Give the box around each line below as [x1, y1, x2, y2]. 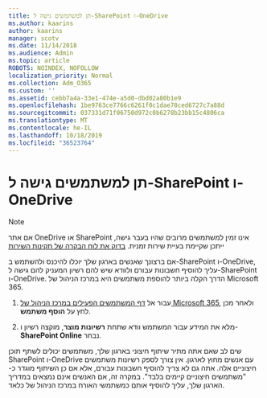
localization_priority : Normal [8, 72, 113, 80]
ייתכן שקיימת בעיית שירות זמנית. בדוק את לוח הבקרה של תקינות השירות [8, 241, 224, 251]
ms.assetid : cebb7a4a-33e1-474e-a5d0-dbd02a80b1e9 [8, 94, 182, 102]
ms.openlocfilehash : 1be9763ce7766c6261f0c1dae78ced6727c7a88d [8, 101, 225, 109]
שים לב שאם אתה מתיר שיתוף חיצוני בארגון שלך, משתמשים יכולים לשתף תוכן [8, 347, 242, 356]
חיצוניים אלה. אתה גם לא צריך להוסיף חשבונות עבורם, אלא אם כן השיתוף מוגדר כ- [8, 363, 257, 373]
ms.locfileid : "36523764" [8, 138, 95, 147]
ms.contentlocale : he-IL [8, 124, 92, 132]
